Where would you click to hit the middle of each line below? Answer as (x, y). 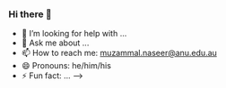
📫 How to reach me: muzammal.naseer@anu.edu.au (119, 53)
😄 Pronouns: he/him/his (66, 66)
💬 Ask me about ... (55, 43)
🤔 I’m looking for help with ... (74, 34)
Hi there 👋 (30, 14)
